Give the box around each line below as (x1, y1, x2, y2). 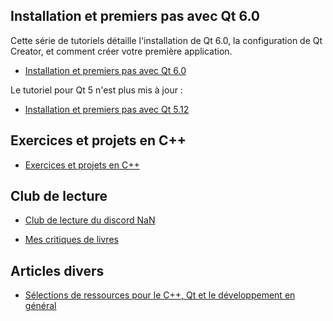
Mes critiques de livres (24, 234, 119, 246)
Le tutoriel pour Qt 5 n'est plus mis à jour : (10, 84, 183, 96)
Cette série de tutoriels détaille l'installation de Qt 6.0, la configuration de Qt (10, 34, 323, 46)
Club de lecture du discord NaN (24, 214, 156, 226)
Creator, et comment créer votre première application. (10, 45, 233, 57)
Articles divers (10, 262, 105, 279)
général (24, 300, 57, 312)
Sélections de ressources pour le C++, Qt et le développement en (24, 289, 296, 301)
